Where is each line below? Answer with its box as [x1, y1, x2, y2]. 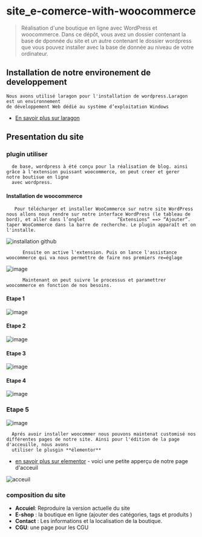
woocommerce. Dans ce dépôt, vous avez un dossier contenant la [21, 30, 186, 38]
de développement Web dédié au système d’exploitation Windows [6, 104, 169, 110]
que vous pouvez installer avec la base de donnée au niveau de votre [21, 44, 194, 51]
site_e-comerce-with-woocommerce [6, 4, 197, 18]
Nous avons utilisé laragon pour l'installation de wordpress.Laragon [6, 93, 188, 99]
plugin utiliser [6, 150, 48, 159]
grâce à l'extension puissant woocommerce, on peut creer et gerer [6, 169, 180, 175]
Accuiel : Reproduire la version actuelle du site [15, 504, 130, 512]
